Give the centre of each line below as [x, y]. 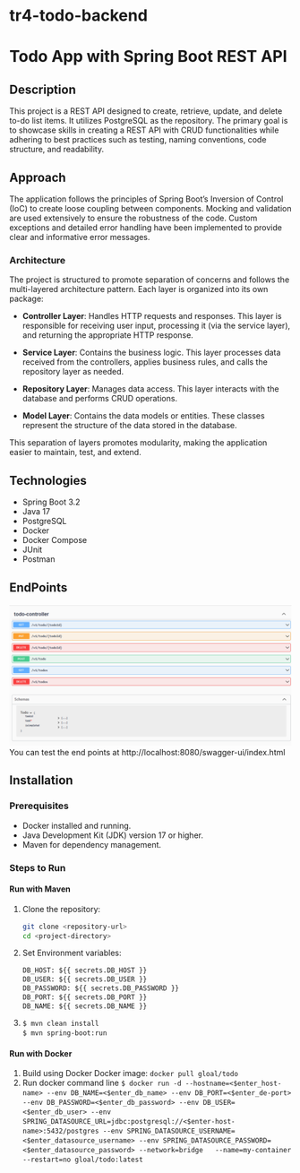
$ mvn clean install [60, 1024]
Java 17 [36, 512]
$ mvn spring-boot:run [64, 1033]
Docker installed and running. [77, 825]
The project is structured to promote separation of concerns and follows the [150, 280]
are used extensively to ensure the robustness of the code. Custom [133, 218]
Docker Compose [55, 540]
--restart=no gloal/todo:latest [82, 1160]
